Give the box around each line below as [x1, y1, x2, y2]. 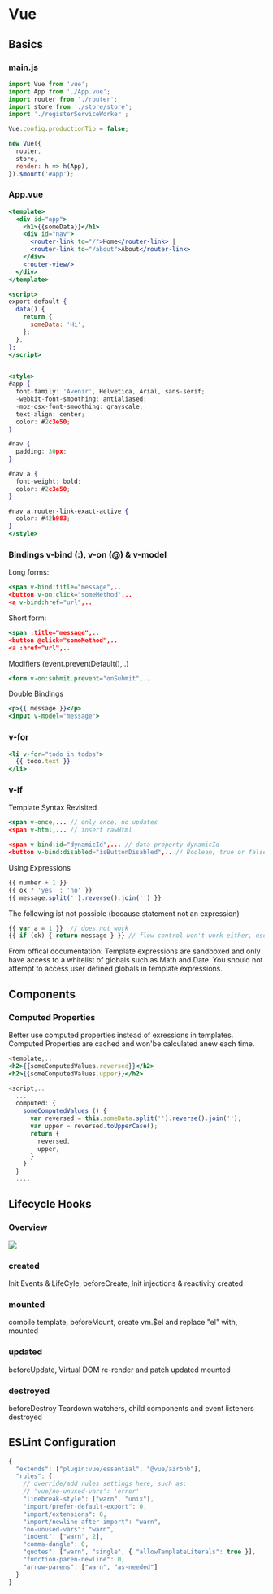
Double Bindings [8, 688, 63, 699]
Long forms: [8, 567, 50, 577]
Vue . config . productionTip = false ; [8, 125, 129, 133]
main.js [8, 62, 39, 73]
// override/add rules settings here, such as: [23, 1480, 187, 1488]
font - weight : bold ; [15, 477, 82, 485]
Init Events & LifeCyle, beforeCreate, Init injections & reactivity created [8, 1278, 244, 1288]
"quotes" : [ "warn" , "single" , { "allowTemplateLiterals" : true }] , [23, 1548, 256, 1557]
